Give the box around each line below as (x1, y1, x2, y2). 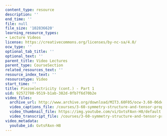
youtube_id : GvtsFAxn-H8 (9, 123, 61, 128)
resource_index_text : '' (5, 72, 57, 77)
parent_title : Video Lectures (5, 58, 68, 63)
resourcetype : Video (5, 77, 48, 82)
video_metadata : (5, 118, 39, 124)
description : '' (5, 12, 39, 17)
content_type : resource (5, 7, 55, 12)
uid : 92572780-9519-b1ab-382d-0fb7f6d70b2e (5, 91, 97, 96)
